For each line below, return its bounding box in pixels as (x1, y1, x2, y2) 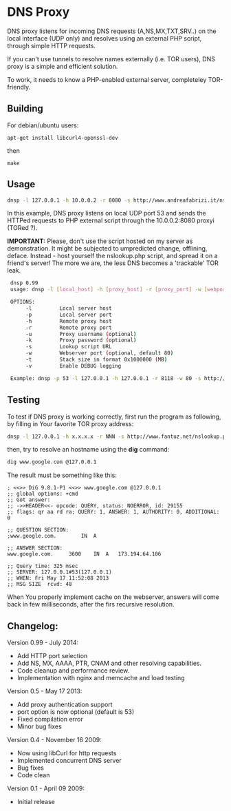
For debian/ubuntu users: (7, 121, 79, 129)
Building (7, 103, 43, 114)
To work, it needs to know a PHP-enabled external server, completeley (7, 75, 207, 83)
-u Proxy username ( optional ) (25, 330, 137, 337)
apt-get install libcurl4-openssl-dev (7, 134, 118, 141)
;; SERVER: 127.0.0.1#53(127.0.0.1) (7, 569, 112, 576)
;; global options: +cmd (7, 490, 78, 498)
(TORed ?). (7, 224, 38, 232)
